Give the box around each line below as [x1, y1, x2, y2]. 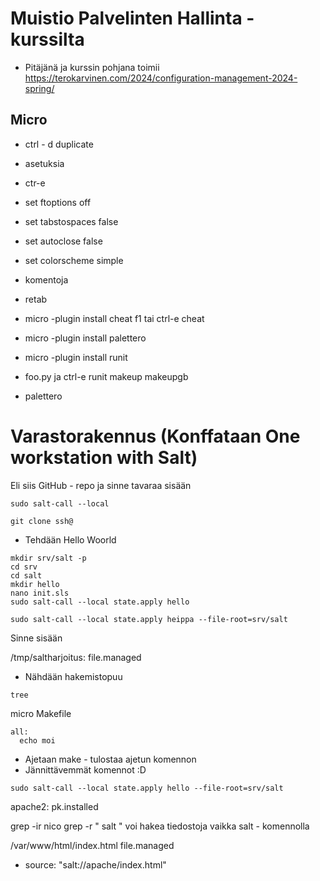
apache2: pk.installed [10, 800, 99, 812]
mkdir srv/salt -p [10, 553, 87, 563]
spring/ [24, 82, 55, 94]
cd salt [10, 570, 43, 581]
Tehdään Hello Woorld [24, 533, 117, 546]
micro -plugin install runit [24, 351, 128, 363]
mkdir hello [10, 579, 60, 589]
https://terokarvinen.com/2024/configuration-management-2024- [24, 72, 298, 84]
